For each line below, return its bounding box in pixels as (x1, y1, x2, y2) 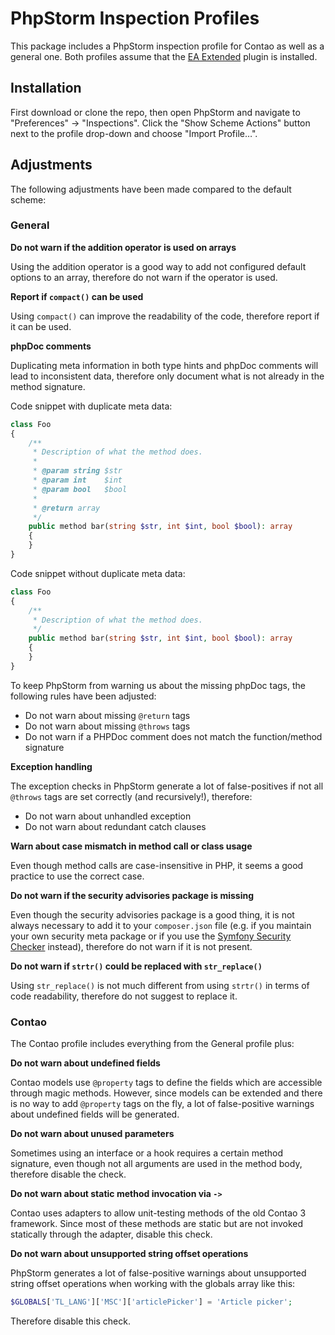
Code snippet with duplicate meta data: (10, 400, 173, 412)
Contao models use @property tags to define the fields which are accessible (10, 1077, 323, 1089)
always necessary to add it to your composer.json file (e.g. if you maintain (10, 919, 312, 931)
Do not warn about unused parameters (10, 1128, 175, 1140)
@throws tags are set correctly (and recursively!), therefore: (10, 790, 253, 802)
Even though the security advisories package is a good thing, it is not (10, 908, 295, 921)
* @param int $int (32, 475, 123, 486)
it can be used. (10, 320, 72, 332)
